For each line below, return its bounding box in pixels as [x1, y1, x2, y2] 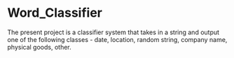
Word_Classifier [7, 5, 103, 21]
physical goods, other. [7, 43, 71, 51]
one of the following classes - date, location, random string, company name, [7, 35, 228, 43]
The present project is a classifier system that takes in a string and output [7, 28, 219, 36]
